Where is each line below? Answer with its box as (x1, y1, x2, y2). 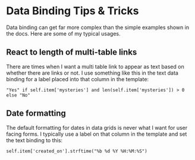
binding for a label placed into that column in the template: (6, 75, 149, 82)
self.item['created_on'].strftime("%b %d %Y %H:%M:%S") (6, 148, 147, 154)
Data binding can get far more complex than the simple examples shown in (6, 24, 189, 31)
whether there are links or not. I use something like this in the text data (6, 69, 178, 76)
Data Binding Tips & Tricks (6, 4, 139, 18)
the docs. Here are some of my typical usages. (6, 30, 121, 37)
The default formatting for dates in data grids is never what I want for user (6, 124, 188, 131)
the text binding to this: (6, 136, 63, 143)
